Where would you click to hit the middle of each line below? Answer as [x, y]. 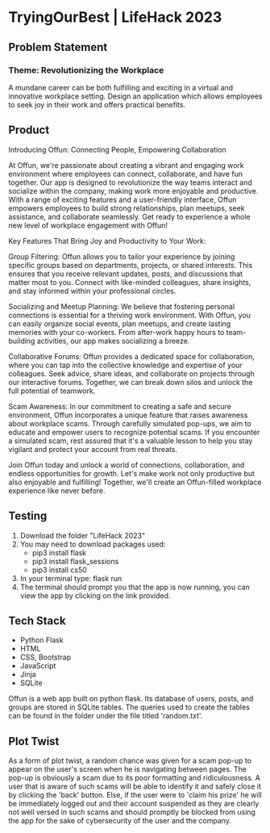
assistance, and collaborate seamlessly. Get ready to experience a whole [130, 216]
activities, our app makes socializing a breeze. [113, 341]
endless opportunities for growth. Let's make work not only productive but [132, 473]
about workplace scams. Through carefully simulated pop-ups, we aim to [130, 423]
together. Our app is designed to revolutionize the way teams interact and [130, 182]
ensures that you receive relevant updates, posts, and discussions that [126, 274]
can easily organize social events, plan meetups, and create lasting [120, 324]
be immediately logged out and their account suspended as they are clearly [134, 804]
